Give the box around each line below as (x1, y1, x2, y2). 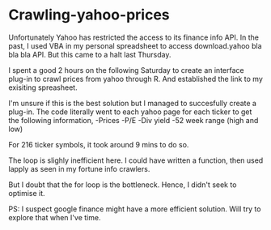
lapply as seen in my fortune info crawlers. (8, 164, 150, 173)
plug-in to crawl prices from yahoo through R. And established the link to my (8, 74, 263, 83)
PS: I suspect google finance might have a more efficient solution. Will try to (8, 204, 261, 214)
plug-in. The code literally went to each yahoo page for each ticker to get (8, 107, 252, 117)
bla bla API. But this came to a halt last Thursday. (8, 49, 171, 59)
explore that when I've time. (8, 212, 101, 222)
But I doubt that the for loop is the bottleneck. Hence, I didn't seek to (8, 180, 237, 190)
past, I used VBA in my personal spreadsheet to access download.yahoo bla (8, 40, 262, 50)
